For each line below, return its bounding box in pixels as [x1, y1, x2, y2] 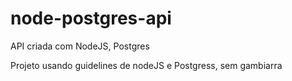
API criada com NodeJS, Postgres [10, 40, 150, 52]
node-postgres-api [10, 7, 172, 30]
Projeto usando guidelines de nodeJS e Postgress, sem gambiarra [10, 59, 283, 71]
